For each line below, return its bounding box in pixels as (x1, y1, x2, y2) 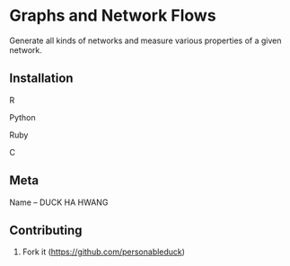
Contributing (9, 222, 83, 238)
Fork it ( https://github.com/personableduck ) (22, 246, 186, 257)
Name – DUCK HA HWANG (9, 197, 109, 208)
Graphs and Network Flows (9, 5, 217, 26)
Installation (9, 71, 74, 86)
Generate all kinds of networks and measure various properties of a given (9, 35, 282, 46)
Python (9, 111, 36, 122)
